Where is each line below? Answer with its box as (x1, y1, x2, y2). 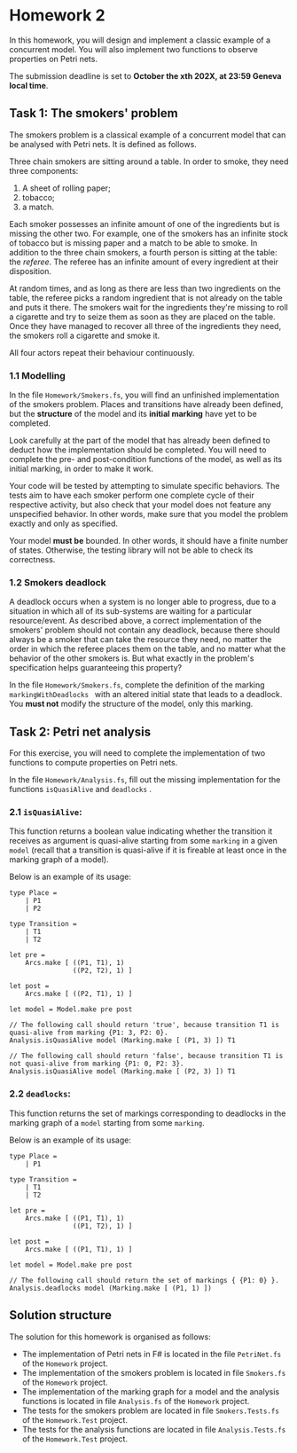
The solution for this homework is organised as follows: (9, 1331, 211, 1342)
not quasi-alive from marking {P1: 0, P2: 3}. (9, 1059, 184, 1069)
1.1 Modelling (9, 369, 66, 381)
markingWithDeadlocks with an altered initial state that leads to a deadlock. (9, 689, 283, 700)
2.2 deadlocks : (9, 1088, 71, 1100)
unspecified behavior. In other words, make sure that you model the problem (9, 509, 289, 520)
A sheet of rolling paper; (21, 183, 111, 193)
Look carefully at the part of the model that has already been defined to (9, 436, 270, 446)
